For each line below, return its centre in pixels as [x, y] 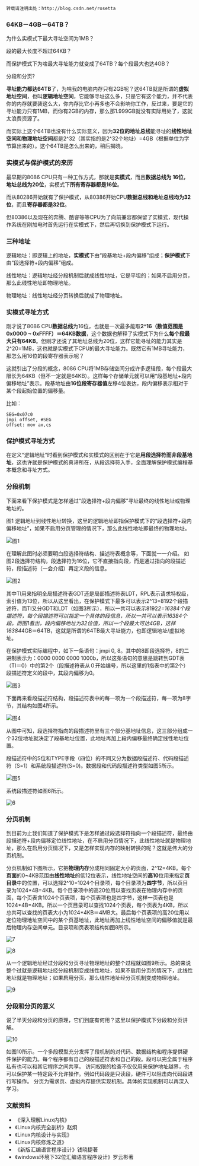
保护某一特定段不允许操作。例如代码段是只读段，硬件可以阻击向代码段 [102, 1074]
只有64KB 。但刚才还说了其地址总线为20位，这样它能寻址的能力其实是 [97, 341]
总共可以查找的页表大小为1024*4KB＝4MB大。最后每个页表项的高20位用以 [98, 913]
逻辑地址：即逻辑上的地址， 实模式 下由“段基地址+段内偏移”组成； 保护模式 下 [98, 255]
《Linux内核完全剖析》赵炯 [46, 1127]
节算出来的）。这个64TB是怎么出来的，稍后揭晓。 [66, 146]
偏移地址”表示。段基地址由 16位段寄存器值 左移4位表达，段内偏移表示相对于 [97, 383]
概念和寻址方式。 [32, 470]
